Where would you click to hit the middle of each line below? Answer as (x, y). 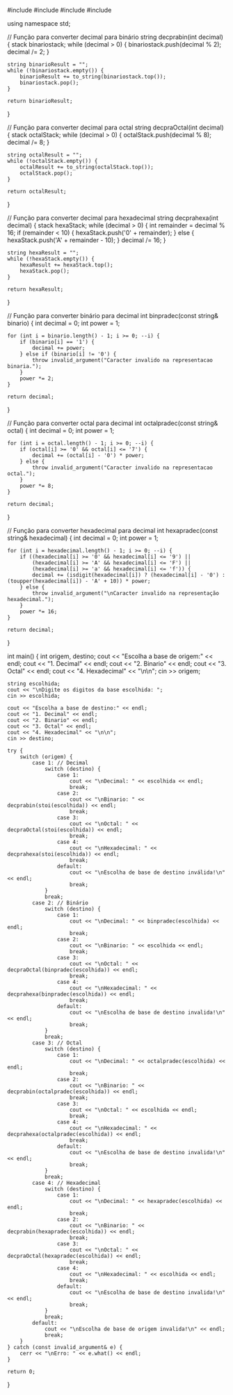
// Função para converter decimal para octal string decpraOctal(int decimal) (115, 127)
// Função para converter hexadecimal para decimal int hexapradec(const (113, 531)
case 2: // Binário (61, 903)
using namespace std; (39, 23)
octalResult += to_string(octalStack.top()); (87, 167)
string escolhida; (34, 684)
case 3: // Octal (57, 1043)
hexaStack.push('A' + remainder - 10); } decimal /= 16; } (87, 240)
